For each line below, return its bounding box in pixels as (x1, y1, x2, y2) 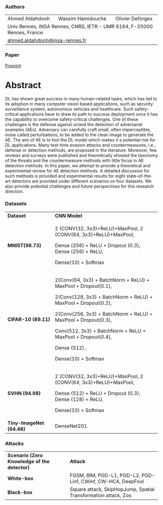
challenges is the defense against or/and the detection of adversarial (5, 121, 143, 127)
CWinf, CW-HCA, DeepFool (81, 478, 144, 485)
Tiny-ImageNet (7, 419, 45, 426)
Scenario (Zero (7, 452, 43, 459)
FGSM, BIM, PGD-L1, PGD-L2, (69, 472, 141, 479)
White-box (7, 475, 34, 482)
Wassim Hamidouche (58, 16, 107, 22)
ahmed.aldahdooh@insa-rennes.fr (7, 37, 87, 44)
